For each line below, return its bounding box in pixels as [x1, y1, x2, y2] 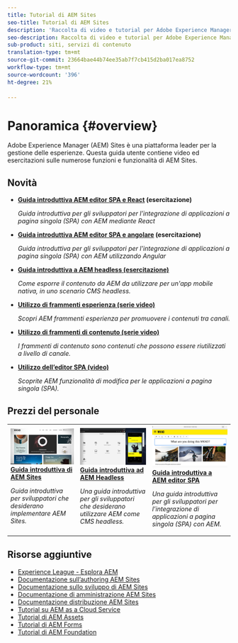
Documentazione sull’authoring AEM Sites [17, 575, 140, 583]
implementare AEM [10, 509, 66, 518]
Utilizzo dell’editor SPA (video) [17, 363, 110, 371]
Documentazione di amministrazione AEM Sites [17, 590, 157, 598]
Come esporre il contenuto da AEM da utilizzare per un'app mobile [17, 279, 213, 288]
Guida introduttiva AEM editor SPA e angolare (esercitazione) [17, 230, 202, 239]
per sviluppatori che [10, 493, 69, 503]
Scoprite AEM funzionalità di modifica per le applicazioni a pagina [17, 376, 212, 386]
